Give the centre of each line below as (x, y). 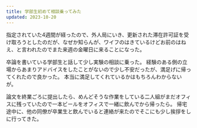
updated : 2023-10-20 (31, 17)
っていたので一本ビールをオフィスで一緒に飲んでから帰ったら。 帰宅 (104, 104)
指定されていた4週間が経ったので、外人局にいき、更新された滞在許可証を (95, 35)
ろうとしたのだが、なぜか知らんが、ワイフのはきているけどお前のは (98, 42)
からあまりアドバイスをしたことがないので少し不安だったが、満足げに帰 (98, 69)
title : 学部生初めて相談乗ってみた (44, 12)
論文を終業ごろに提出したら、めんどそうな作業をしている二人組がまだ (91, 96)
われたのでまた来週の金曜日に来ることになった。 (86, 49)
